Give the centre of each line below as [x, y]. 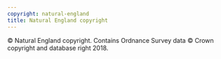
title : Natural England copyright [58, 20]
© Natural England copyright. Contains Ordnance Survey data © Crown [110, 40]
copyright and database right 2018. [58, 48]
